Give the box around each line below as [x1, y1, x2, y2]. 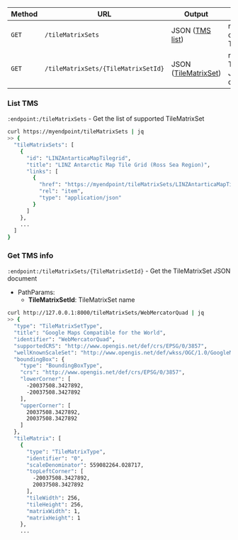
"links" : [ [25, 168, 59, 175]
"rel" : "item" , [38, 188, 84, 195]
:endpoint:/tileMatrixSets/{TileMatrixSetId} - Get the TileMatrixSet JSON [7, 266, 231, 276]
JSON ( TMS [171, 26, 211, 35]
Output [183, 9, 209, 18]
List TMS [7, 98, 39, 108]
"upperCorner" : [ [20, 401, 72, 409]
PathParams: [17, 288, 55, 297]
